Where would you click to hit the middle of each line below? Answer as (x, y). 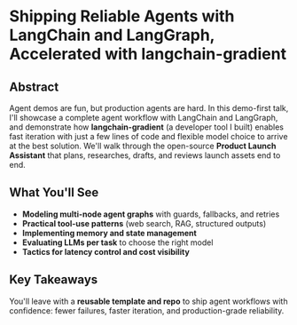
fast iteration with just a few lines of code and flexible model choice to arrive (148, 136)
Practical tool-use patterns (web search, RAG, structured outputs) (144, 223)
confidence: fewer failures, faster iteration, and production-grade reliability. (147, 310)
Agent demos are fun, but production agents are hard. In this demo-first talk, (149, 108)
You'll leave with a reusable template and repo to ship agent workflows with (148, 301)
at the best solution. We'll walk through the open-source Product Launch (143, 146)
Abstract (34, 87)
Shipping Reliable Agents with (122, 16)
